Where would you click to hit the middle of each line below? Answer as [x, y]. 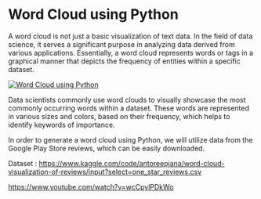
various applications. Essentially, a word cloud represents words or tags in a [130, 52]
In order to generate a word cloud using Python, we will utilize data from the [130, 139]
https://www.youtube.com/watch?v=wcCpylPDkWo [91, 186]
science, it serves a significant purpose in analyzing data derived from [121, 44]
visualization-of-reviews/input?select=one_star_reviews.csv [105, 172]
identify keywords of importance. [62, 125]
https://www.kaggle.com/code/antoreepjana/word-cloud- [132, 163]
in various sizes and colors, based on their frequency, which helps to [119, 116]
